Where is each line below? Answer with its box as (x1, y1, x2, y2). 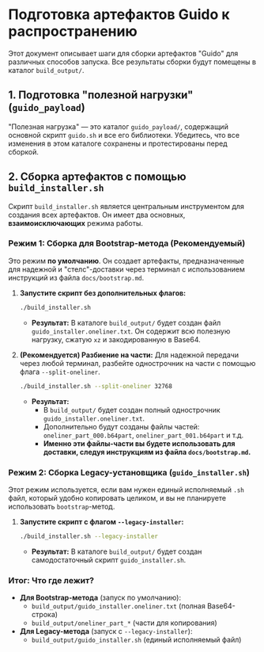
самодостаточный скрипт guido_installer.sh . (31, 555, 187, 564)
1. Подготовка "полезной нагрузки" (8, 89, 194, 102)
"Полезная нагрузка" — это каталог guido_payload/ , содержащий (8, 121, 229, 132)
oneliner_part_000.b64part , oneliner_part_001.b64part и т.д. (43, 430, 244, 440)
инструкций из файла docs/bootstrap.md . (8, 273, 145, 282)
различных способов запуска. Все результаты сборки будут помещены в (8, 57, 257, 67)
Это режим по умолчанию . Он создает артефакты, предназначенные (8, 256, 245, 265)
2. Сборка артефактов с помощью (8, 170, 187, 184)
